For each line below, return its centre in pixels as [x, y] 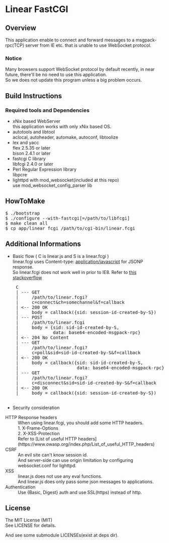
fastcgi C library [29, 158]
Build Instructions [34, 96]
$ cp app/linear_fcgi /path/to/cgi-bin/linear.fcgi [70, 228]
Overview [21, 28]
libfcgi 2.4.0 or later [33, 164]
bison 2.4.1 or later [32, 153]
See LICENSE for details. [31, 525]
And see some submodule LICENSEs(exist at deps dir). [62, 535]
